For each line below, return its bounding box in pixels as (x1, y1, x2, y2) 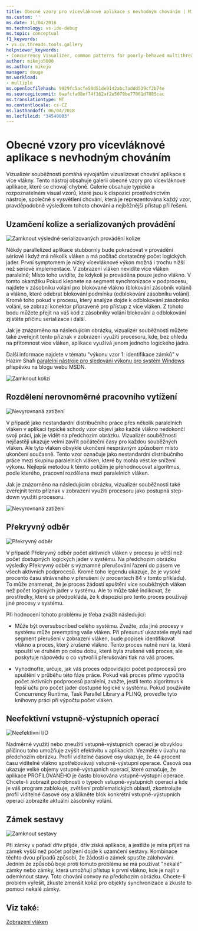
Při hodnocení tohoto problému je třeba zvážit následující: (6, 611, 146, 618)
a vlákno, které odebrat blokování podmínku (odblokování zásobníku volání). (6, 290, 192, 297)
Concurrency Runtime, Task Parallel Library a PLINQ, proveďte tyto (14, 690, 177, 698)
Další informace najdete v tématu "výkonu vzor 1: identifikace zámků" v (6, 351, 179, 358)
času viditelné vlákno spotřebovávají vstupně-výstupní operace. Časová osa (6, 760, 192, 767)
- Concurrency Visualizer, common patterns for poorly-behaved (6, 53, 165, 59)
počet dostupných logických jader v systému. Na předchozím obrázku (6, 555, 177, 562)
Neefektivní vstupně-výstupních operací (6, 713, 159, 724)
